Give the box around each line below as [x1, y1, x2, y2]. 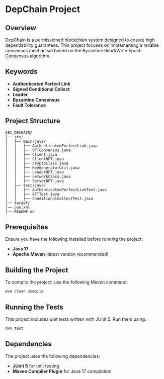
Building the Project [5, 265, 68, 274]
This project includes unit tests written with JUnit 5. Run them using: [5, 316, 147, 322]
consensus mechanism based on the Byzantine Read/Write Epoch [5, 48, 142, 53]
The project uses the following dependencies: [5, 353, 101, 359]
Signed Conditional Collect [12, 86, 70, 92]
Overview [5, 24, 37, 32]
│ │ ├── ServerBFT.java [5, 178, 64, 183]
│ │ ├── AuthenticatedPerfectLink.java [5, 143, 98, 148]
